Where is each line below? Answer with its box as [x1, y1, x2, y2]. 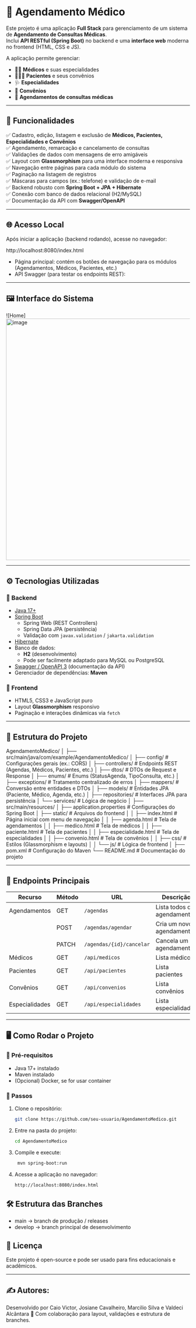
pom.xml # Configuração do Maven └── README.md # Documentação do [6, 847, 185, 854]
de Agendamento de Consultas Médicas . [6, 30, 107, 37]
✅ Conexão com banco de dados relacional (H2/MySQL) [6, 190, 142, 197]
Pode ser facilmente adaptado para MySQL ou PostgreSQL [23, 657, 165, 664]
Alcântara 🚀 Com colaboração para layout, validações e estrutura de [6, 1310, 170, 1317]
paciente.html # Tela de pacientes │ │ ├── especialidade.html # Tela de [6, 829, 180, 836]
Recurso [17, 893, 42, 901]
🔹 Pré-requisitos [6, 1051, 54, 1059]
